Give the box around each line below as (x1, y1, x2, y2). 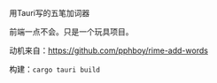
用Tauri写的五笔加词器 (9, 8, 90, 18)
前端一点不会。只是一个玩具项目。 (9, 26, 134, 37)
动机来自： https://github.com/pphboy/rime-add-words (9, 45, 208, 56)
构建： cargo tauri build (9, 64, 100, 74)
